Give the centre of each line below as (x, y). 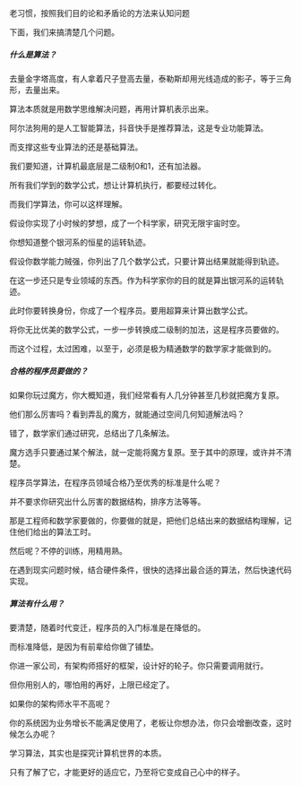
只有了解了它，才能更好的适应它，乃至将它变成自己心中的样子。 (127, 772)
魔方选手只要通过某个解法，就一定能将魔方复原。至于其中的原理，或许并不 (146, 452)
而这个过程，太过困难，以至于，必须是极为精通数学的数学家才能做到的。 (142, 349)
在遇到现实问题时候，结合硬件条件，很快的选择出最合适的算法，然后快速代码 (150, 570)
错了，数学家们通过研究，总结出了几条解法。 (92, 433)
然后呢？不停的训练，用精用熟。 (68, 550)
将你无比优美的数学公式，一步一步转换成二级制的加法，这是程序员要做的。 (146, 329)
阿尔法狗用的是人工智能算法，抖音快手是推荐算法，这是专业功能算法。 (139, 127)
